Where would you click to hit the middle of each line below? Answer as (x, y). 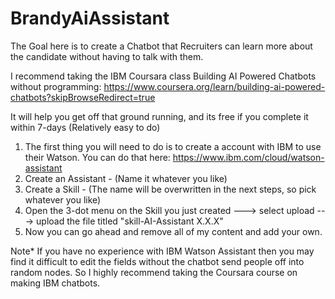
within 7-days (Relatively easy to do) (85, 127)
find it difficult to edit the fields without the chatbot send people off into (157, 261)
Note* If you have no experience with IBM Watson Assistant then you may (162, 251)
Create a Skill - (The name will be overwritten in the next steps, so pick (170, 189)
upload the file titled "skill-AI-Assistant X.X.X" (130, 221)
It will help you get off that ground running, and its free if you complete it (159, 116)
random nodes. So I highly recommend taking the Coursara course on (154, 272)
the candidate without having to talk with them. (107, 56)
